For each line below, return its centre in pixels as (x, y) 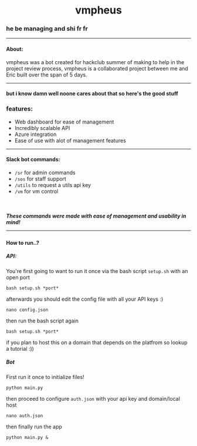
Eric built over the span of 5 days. (47, 75)
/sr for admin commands (45, 172)
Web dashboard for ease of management (64, 122)
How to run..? (23, 242)
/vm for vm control (36, 191)
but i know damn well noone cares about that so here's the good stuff (92, 94)
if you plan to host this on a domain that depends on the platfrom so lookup (97, 342)
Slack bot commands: (33, 159)
